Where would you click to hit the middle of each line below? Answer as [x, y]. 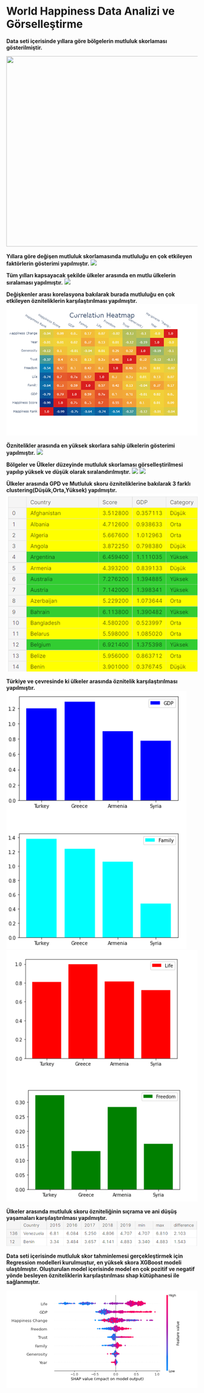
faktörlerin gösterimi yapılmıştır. [48, 263]
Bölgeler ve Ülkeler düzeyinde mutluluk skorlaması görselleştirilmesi [95, 465]
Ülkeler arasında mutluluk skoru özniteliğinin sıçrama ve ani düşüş [92, 1211]
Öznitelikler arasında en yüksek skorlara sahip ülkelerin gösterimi [90, 445]
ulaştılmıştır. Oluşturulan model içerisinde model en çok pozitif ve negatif [100, 1269]
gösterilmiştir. [24, 48]
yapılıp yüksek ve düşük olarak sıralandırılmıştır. [69, 472]
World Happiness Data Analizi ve [90, 11]
